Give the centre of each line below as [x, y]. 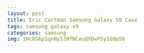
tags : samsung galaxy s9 [43, 26]
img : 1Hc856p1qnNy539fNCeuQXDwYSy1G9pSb [66, 39]
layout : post [26, 13]
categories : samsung [37, 33]
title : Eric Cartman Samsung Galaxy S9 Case [72, 20]
